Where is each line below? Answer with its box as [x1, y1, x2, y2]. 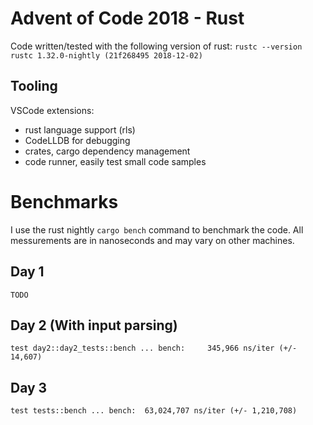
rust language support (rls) [24, 123, 136, 136]
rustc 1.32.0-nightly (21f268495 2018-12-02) [10, 50, 203, 61]
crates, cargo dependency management [24, 145, 191, 157]
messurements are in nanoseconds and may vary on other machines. [10, 234, 295, 246]
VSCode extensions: [10, 104, 95, 116]
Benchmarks [10, 190, 119, 213]
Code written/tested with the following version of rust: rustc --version [10, 40, 303, 52]
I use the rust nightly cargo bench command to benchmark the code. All [10, 223, 304, 236]
